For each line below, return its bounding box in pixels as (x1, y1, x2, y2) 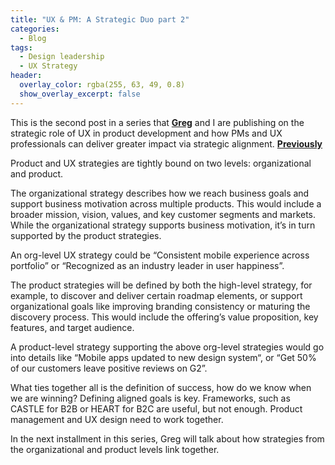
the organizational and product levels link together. (10, 443, 220, 455)
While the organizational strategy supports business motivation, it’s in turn (10, 219, 316, 231)
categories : (10, 24, 60, 34)
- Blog (19, 33, 47, 43)
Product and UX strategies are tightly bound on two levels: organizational (10, 157, 312, 169)
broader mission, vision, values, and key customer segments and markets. (10, 208, 317, 220)
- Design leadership (19, 52, 105, 62)
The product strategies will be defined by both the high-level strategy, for (10, 279, 313, 291)
